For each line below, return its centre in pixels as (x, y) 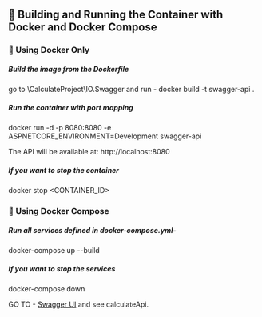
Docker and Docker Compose (83, 28)
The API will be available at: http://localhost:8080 (89, 152)
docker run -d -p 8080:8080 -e (60, 128)
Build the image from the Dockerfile (69, 69)
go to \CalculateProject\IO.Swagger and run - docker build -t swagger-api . (131, 90)
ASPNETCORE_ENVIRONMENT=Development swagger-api (105, 136)
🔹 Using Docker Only (49, 50)
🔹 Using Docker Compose (59, 211)
